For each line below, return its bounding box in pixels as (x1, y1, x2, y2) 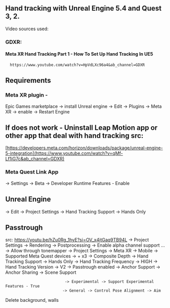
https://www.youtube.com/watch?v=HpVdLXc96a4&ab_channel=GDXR (10, 62, 145, 67)
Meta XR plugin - (5, 91, 48, 99)
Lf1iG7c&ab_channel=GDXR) (5, 156, 65, 162)
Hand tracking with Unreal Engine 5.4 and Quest (5, 4, 162, 13)
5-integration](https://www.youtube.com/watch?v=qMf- (5, 150, 124, 156)
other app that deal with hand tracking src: (5, 131, 144, 140)
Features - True (5, 283, 40, 289)
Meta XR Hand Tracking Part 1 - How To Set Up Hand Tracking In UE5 (5, 51, 153, 57)
